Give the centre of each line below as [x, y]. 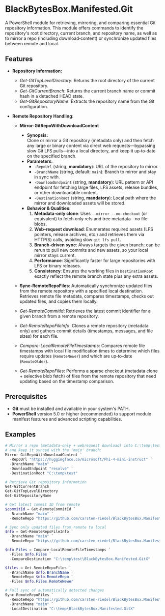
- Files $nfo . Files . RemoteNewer [41, 582]
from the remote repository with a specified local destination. [81, 291]
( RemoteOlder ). [34, 361]
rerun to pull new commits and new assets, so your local [91, 250]
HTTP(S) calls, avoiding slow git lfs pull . [78, 239]
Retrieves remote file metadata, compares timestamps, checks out [87, 296]
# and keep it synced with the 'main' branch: [54, 450]
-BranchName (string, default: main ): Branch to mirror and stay [95, 172]
